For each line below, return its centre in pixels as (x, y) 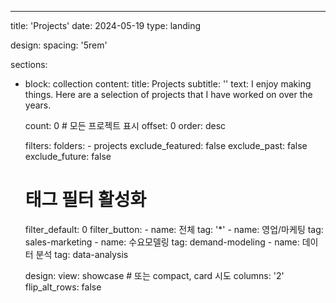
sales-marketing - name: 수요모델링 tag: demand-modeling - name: (162, 242)
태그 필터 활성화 (85, 200)
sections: (29, 64)
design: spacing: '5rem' (59, 45)
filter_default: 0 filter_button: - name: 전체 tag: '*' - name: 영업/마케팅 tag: (174, 229)
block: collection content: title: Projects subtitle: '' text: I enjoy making (168, 84)
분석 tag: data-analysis (82, 254)
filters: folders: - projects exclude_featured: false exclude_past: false (166, 145)
